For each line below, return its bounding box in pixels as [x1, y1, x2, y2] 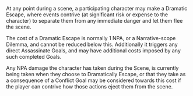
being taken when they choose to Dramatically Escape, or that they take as [6, 71, 186, 77]
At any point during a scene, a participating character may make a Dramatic [6, 5, 188, 12]
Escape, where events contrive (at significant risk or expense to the [6, 11, 169, 18]
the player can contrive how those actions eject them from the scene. [6, 83, 173, 90]
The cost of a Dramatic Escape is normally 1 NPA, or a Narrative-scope [6, 35, 176, 41]
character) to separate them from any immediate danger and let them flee [6, 17, 183, 24]
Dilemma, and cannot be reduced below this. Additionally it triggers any [6, 41, 178, 48]
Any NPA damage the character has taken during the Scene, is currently [6, 65, 179, 72]
